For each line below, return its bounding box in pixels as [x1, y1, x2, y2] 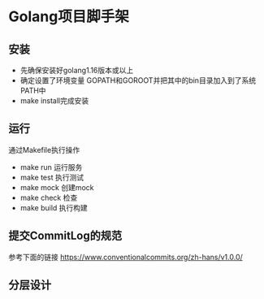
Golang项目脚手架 [8, 7, 130, 26]
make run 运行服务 [19, 162, 83, 171]
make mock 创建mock [19, 182, 95, 192]
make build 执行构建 [19, 202, 88, 212]
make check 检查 [19, 193, 78, 202]
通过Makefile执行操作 [8, 145, 80, 154]
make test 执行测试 [19, 172, 84, 182]
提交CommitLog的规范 [8, 229, 123, 243]
